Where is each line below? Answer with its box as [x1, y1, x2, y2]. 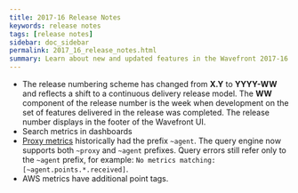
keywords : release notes [9, 21, 101, 30]
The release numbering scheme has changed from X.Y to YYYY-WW [21, 79, 278, 89]
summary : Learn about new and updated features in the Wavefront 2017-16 [9, 54, 289, 63]
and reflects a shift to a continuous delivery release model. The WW [21, 88, 273, 99]
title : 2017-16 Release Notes [9, 12, 122, 22]
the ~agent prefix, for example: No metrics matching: [21, 155, 216, 165]
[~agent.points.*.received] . [21, 164, 129, 174]
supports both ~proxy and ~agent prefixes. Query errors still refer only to [21, 145, 286, 156]
